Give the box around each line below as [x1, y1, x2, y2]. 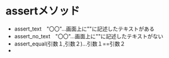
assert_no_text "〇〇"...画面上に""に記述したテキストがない [14, 32, 164, 39]
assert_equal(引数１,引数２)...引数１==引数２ [14, 40, 126, 47]
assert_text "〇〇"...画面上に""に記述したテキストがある [14, 25, 155, 32]
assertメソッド [5, 4, 80, 18]
